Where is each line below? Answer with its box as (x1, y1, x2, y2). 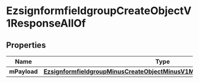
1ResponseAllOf (6, 16, 86, 30)
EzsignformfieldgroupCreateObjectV (6, 4, 192, 18)
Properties (6, 40, 46, 50)
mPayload (9, 68, 38, 75)
